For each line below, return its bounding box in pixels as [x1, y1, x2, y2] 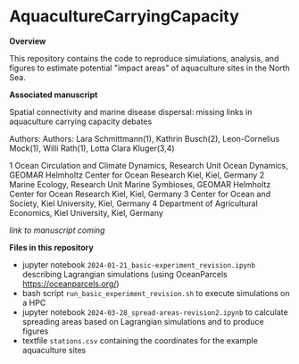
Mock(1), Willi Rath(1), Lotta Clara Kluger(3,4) [9, 143, 176, 153]
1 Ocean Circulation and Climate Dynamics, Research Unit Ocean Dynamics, [9, 160, 288, 170]
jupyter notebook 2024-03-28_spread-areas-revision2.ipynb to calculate [21, 306, 288, 318]
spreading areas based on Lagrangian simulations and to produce [21, 316, 265, 327]
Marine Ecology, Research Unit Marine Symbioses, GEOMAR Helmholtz [9, 178, 271, 189]
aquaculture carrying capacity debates [9, 116, 153, 127]
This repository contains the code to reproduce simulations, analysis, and [9, 53, 279, 63]
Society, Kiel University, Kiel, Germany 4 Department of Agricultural [9, 198, 259, 209]
